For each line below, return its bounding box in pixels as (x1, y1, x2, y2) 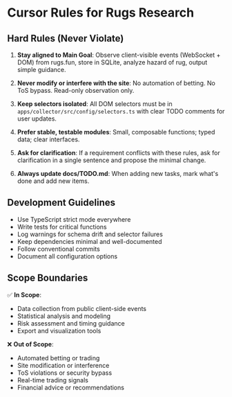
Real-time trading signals (17, 376, 88, 384)
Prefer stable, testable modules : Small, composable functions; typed (17, 128, 215, 136)
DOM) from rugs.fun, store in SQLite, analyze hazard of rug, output (17, 58, 208, 67)
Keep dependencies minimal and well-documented (17, 237, 162, 245)
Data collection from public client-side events (17, 304, 147, 312)
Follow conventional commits (17, 245, 100, 253)
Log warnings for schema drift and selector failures (17, 230, 164, 238)
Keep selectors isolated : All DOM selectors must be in (17, 100, 173, 108)
